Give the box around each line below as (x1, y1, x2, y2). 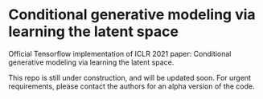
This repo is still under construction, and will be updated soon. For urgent (8, 73, 252, 82)
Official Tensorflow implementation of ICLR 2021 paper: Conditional (8, 49, 232, 58)
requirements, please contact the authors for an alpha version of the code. (8, 81, 255, 91)
